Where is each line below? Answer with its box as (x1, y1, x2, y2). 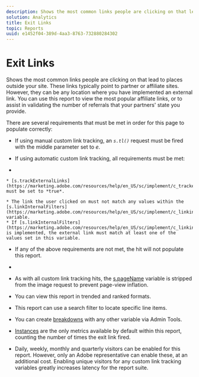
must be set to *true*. (6, 188, 65, 194)
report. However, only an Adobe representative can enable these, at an (14, 351, 188, 359)
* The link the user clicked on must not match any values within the (6, 199, 184, 205)
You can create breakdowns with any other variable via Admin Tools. (14, 316, 182, 323)
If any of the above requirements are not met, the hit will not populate (14, 246, 184, 253)
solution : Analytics (6, 14, 57, 20)
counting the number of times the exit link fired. (14, 334, 131, 341)
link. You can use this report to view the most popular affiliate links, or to (6, 95, 182, 102)
